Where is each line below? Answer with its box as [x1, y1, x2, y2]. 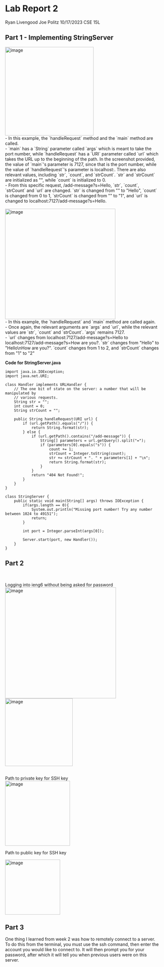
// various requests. [14, 395, 58, 400]
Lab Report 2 [5, 3, 58, 14]
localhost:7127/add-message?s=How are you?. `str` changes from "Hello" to [5, 340, 160, 345]
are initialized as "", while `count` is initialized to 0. [5, 177, 107, 183]
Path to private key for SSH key [5, 775, 68, 781]
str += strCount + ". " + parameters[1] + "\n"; [49, 455, 151, 460]
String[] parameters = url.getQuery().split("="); [40, 438, 146, 443]
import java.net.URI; [5, 374, 50, 378]
